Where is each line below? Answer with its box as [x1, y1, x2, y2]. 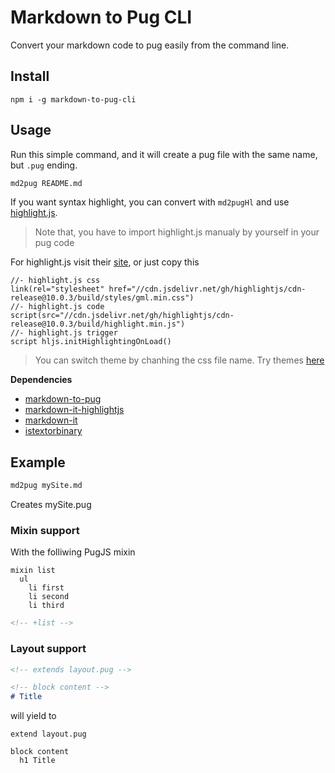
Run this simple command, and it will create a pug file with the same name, [10, 148, 318, 160]
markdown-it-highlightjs [24, 404, 125, 416]
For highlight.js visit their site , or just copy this [10, 256, 200, 268]
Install [10, 68, 50, 85]
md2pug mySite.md [10, 481, 83, 491]
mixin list [10, 566, 56, 576]
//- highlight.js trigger [10, 328, 118, 338]
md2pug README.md [10, 178, 83, 188]
